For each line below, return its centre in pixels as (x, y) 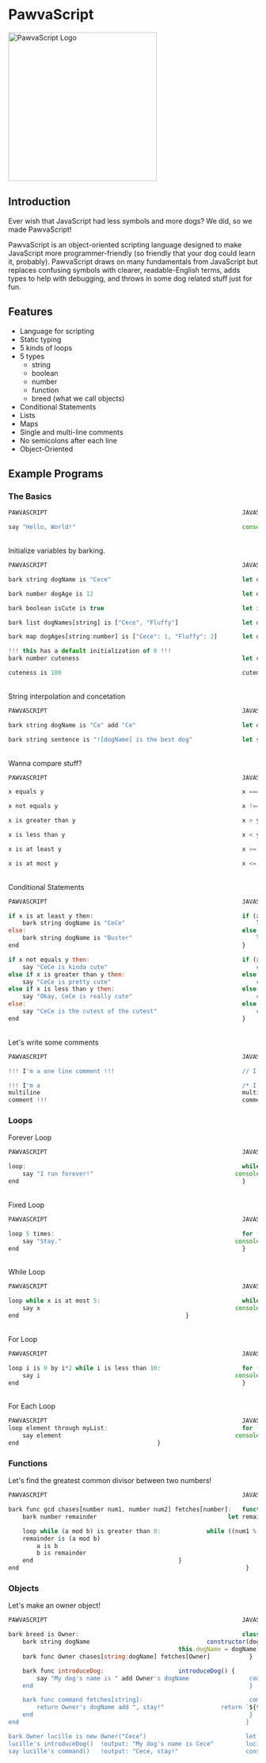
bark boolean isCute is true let (131, 608)
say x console (141, 1309)
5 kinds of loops (46, 347)
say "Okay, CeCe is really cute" (78, 997)
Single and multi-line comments (72, 432)
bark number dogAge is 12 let (131, 594)
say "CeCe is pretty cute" (67, 982)
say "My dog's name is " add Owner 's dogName (113, 1678)
